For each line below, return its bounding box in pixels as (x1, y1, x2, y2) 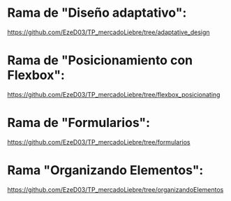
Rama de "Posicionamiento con (7, 52, 193, 68)
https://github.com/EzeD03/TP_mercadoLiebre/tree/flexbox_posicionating (7, 90, 221, 98)
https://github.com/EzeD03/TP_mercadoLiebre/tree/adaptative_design (7, 28, 211, 36)
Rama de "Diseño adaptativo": (7, 5, 187, 21)
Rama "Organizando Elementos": (7, 163, 204, 178)
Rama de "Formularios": (7, 115, 151, 131)
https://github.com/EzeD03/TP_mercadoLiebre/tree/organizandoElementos (7, 185, 224, 193)
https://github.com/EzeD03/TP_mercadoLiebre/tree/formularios (7, 137, 191, 146)
